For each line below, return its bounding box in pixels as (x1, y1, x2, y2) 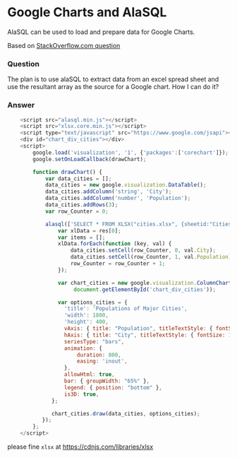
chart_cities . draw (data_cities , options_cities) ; (51, 410, 200, 417)
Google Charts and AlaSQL (7, 4, 167, 20)
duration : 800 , (76, 351, 121, 358)
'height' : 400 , (63, 319, 109, 326)
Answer (7, 100, 35, 110)
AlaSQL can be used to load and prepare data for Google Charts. (7, 28, 195, 36)
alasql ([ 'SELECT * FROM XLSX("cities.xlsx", (44, 221, 178, 228)
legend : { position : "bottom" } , (63, 384, 162, 391)
